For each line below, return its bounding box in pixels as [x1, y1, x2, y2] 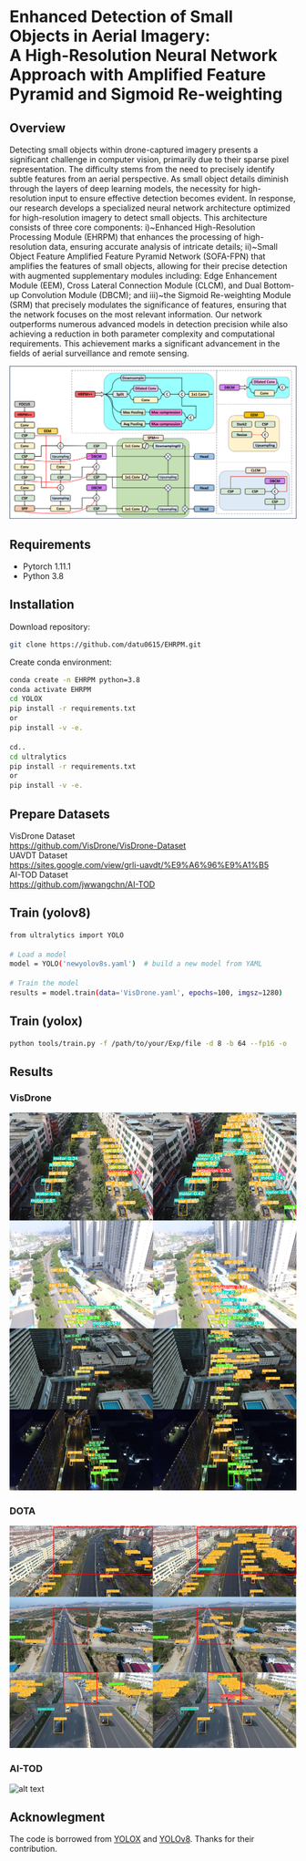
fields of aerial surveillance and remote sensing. [9, 348, 189, 358]
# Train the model [9, 978, 79, 988]
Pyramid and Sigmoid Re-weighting [9, 84, 283, 105]
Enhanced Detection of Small [9, 6, 234, 27]
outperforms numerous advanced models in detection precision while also [9, 319, 289, 329]
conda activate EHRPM [9, 685, 92, 694]
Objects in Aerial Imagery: [9, 26, 211, 47]
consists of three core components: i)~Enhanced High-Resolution [9, 222, 256, 233]
